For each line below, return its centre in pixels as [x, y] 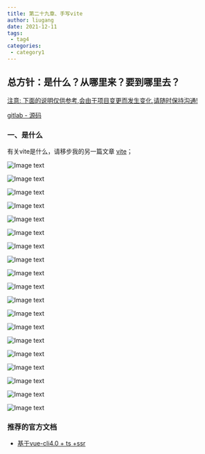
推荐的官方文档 [32, 427]
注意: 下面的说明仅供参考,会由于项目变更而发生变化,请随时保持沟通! [103, 100]
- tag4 [20, 40]
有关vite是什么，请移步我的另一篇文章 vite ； [70, 151]
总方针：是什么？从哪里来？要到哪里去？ [93, 82]
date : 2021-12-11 [32, 26]
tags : [15, 33]
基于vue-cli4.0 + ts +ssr [51, 444]
